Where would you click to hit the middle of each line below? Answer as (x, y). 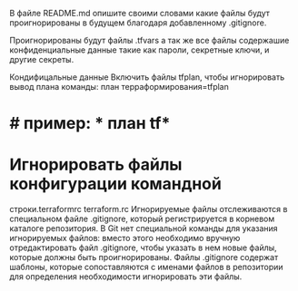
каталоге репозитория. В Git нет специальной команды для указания (144, 228)
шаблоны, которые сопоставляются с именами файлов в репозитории (146, 267)
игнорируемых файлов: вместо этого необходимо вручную (125, 238)
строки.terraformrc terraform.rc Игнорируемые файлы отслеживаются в (149, 209)
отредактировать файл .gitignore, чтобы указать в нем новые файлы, (143, 247)
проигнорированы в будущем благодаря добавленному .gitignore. (138, 23)
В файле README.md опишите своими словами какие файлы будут (140, 13)
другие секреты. (42, 59)
